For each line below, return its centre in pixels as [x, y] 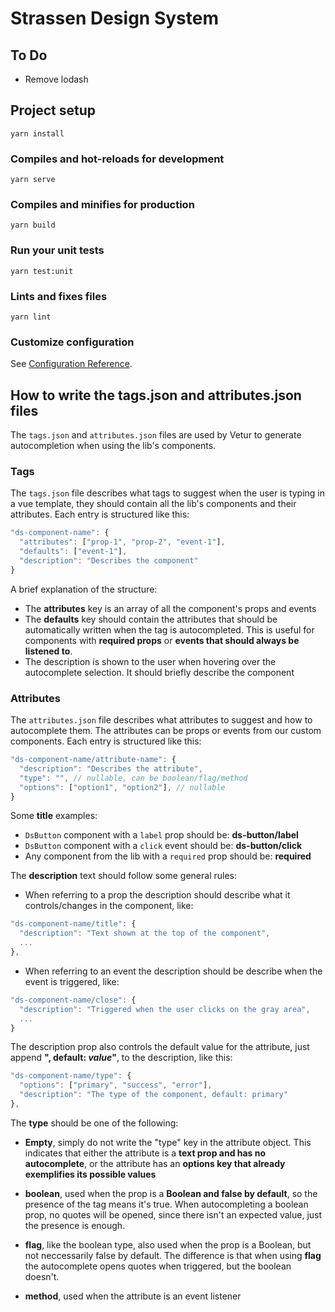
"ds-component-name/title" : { [73, 924]
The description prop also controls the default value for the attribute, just [160, 1047]
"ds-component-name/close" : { [73, 1000]
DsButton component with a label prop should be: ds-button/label [161, 835]
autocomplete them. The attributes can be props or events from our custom [166, 731]
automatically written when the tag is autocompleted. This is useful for [169, 629]
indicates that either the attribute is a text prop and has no [145, 1153]
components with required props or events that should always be [162, 640]
